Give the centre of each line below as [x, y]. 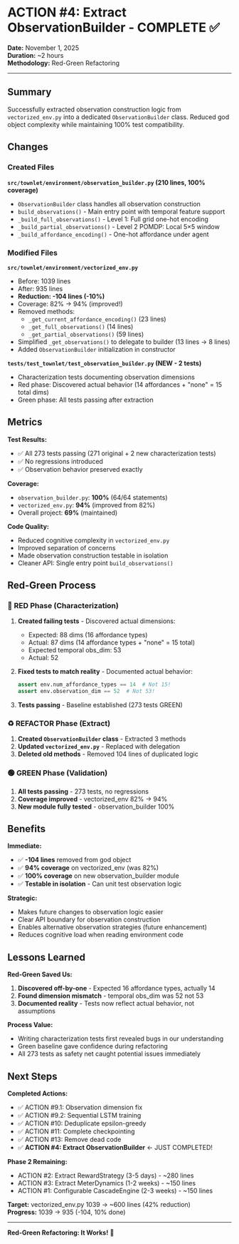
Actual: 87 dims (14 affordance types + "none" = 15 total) [112, 642]
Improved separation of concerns [67, 547]
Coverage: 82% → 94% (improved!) [70, 303]
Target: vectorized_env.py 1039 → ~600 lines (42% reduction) [99, 1205]
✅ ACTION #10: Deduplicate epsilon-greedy [82, 1123]
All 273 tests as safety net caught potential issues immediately [109, 1054]
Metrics [25, 422]
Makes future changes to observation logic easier [90, 912]
